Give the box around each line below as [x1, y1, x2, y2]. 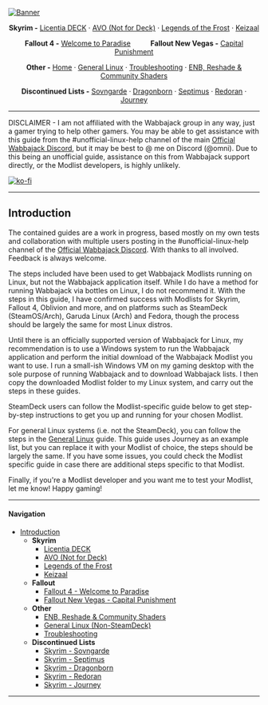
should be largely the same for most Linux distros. [8, 320, 173, 329]
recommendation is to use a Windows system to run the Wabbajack [8, 344, 230, 353]
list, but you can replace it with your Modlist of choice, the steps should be [8, 442, 254, 452]
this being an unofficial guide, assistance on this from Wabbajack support [8, 152, 250, 161]
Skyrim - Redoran [43, 671, 102, 681]
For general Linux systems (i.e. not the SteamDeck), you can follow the [8, 425, 241, 435]
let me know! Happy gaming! [8, 484, 102, 493]
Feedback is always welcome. [8, 253, 107, 263]
